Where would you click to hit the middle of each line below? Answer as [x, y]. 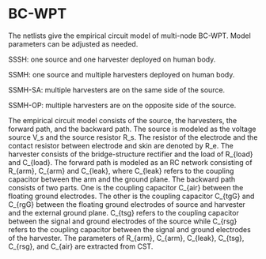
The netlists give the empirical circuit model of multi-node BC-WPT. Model [129, 36]
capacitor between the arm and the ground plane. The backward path [122, 179]
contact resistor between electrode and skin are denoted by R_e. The [121, 145]
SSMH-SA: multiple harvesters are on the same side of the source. [117, 90]
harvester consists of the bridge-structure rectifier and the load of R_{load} [131, 154]
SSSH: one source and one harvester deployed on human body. [112, 59]
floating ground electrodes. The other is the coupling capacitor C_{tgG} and [131, 196]
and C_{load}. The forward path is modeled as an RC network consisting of [130, 162]
